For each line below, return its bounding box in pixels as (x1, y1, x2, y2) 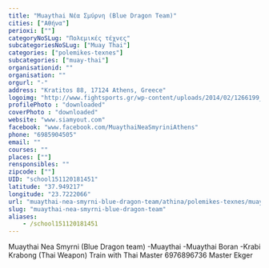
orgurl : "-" (8, 78, 48, 86)
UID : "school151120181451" (8, 175, 98, 184)
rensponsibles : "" (8, 161, 70, 169)
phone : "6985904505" (8, 130, 78, 138)
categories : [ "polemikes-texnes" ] (8, 49, 124, 57)
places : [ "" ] (8, 153, 52, 161)
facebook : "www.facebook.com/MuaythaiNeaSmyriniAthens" (8, 123, 199, 131)
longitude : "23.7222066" (8, 190, 91, 198)
